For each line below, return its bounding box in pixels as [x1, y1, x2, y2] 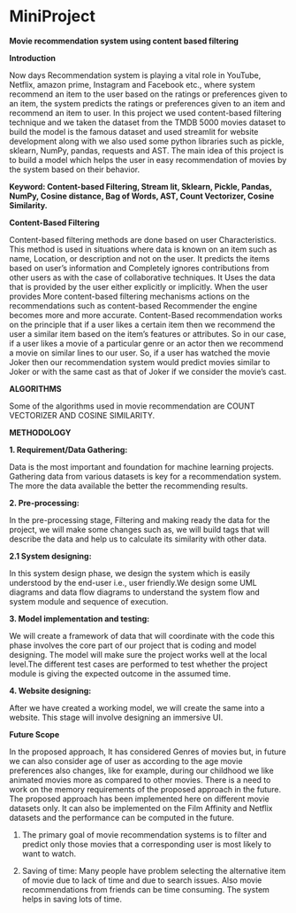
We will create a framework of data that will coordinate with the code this [9, 630, 276, 641]
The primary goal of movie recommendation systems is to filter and [21, 829, 268, 839]
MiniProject [9, 6, 95, 27]
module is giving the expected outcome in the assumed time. [9, 667, 231, 679]
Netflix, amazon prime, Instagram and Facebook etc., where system [9, 79, 255, 90]
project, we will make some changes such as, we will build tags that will [9, 524, 269, 535]
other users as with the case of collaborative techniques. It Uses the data [9, 272, 276, 283]
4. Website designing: [9, 685, 92, 696]
